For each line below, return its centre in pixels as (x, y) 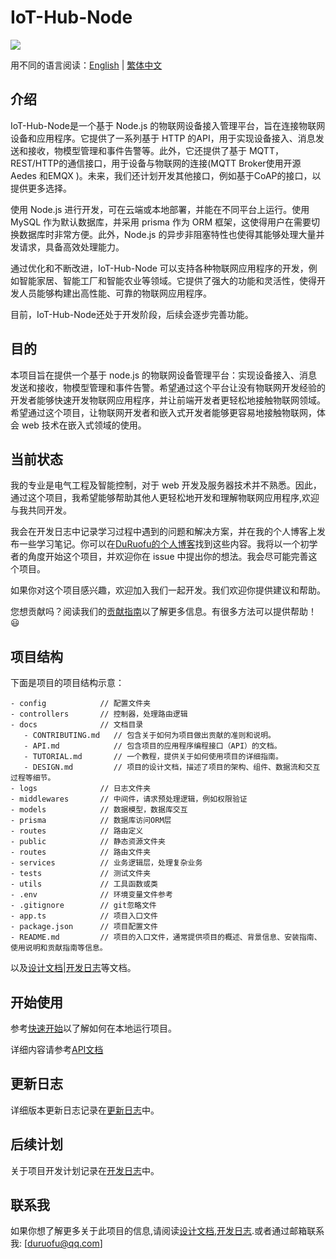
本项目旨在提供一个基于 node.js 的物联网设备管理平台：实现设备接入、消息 (164, 375)
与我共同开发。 (41, 510)
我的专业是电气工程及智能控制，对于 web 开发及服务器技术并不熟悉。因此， (166, 485)
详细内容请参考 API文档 (57, 1049)
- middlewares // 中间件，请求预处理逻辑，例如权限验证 (129, 799)
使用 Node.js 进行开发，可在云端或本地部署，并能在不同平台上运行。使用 (160, 209)
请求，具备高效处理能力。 (71, 247)
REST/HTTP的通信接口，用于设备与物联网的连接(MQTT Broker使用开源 (156, 163)
